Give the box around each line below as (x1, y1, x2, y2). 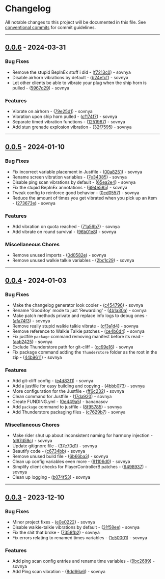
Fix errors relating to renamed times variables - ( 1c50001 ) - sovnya (12, 535, 147, 541)
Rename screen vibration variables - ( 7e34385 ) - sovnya (12, 174, 127, 180)
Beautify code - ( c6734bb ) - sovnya (12, 448, 85, 454)
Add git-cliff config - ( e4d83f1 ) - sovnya (12, 378, 94, 384)
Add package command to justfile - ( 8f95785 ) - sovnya (12, 404, 122, 410)
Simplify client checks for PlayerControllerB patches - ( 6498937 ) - (12, 464, 147, 470)
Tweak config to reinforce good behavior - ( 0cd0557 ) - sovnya (12, 190, 139, 196)
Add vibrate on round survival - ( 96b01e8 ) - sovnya (12, 229, 116, 234)
